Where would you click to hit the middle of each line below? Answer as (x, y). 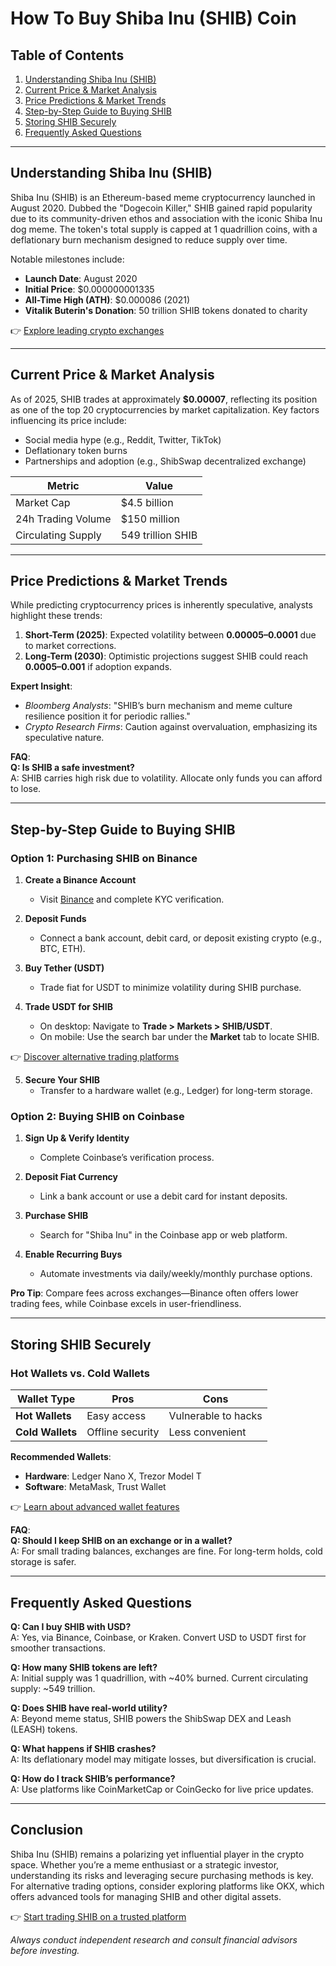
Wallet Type (46, 1399)
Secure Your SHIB (62, 1080)
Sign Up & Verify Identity (77, 1138)
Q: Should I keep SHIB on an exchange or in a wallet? (121, 1541)
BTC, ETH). (62, 949)
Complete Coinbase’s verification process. (127, 1158)
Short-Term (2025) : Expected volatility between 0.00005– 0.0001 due (170, 635)
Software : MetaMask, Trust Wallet (95, 1487)
